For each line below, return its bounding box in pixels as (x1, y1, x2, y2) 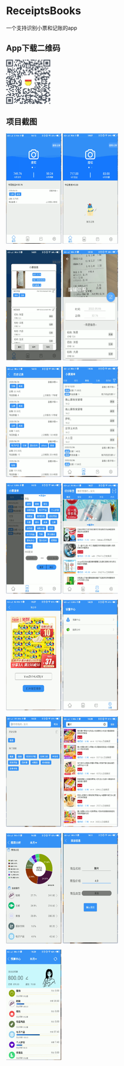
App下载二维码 (6, 43, 61, 54)
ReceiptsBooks (6, 4, 81, 18)
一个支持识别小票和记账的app (6, 24, 78, 31)
